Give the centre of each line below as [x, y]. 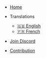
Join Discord [23, 41]
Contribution [22, 50]
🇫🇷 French [28, 31]
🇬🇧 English [29, 26]
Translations [22, 16]
